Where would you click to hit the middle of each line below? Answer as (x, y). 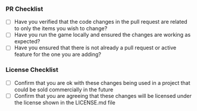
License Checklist (32, 70)
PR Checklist (24, 9)
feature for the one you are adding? (58, 55)
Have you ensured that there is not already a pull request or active (95, 48)
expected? (27, 42)
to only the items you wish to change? (61, 28)
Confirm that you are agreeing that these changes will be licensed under (103, 96)
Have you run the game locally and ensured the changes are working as (102, 35)
